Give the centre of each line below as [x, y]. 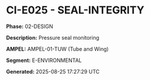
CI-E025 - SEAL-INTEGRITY [75, 10]
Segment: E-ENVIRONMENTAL [44, 60]
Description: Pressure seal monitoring [53, 37]
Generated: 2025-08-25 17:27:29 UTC [53, 71]
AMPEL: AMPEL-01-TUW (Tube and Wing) [58, 49]
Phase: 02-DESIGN [30, 26]
